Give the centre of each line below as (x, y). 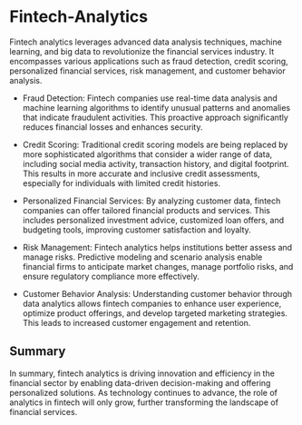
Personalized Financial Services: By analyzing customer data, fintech (151, 201)
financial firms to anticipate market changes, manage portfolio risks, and (158, 266)
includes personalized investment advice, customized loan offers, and (153, 220)
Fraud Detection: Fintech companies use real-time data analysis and (150, 98)
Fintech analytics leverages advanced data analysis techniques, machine (146, 42)
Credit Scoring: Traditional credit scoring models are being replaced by (155, 144)
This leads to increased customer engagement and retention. (136, 322)
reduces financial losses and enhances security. (112, 127)
